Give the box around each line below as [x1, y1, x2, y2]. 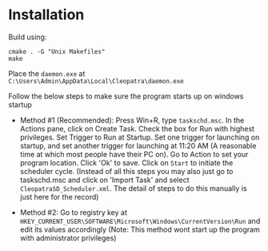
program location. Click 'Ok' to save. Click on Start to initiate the [19, 158, 234, 168]
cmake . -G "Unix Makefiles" [8, 47, 106, 55]
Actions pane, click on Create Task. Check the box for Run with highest [19, 123, 254, 133]
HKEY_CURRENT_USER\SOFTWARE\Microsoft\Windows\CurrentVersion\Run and [19, 216, 261, 225]
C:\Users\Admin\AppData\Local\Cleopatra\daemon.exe [8, 77, 184, 85]
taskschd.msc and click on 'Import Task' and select [19, 175, 190, 184]
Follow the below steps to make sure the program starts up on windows [8, 91, 244, 101]
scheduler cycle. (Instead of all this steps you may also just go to [19, 166, 234, 176]
